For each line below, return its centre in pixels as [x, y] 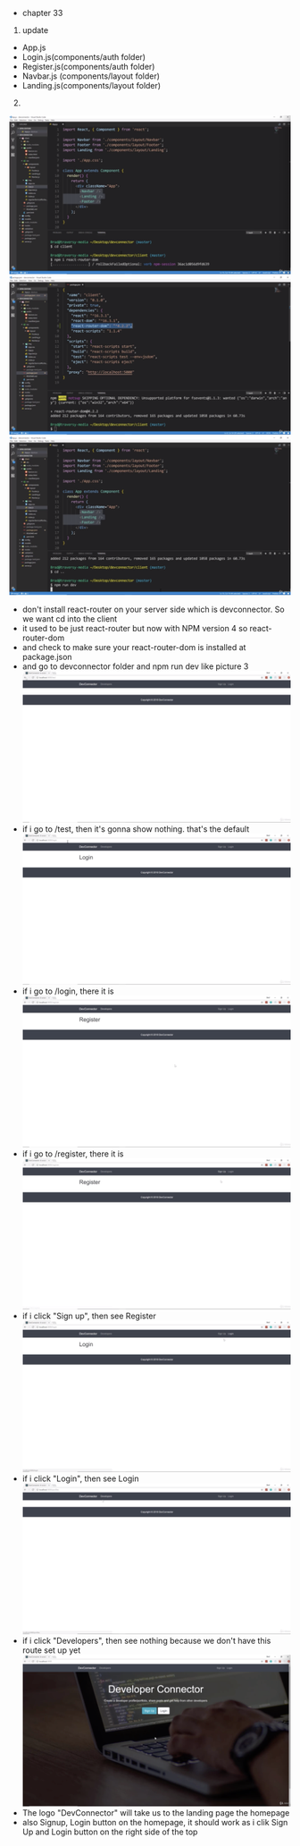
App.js [34, 47]
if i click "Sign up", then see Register [89, 1316]
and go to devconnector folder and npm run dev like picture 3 [135, 666]
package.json [47, 656]
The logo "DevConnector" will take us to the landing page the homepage [156, 1813]
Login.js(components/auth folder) [83, 57]
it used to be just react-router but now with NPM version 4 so [135, 628]
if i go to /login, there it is [68, 991]
